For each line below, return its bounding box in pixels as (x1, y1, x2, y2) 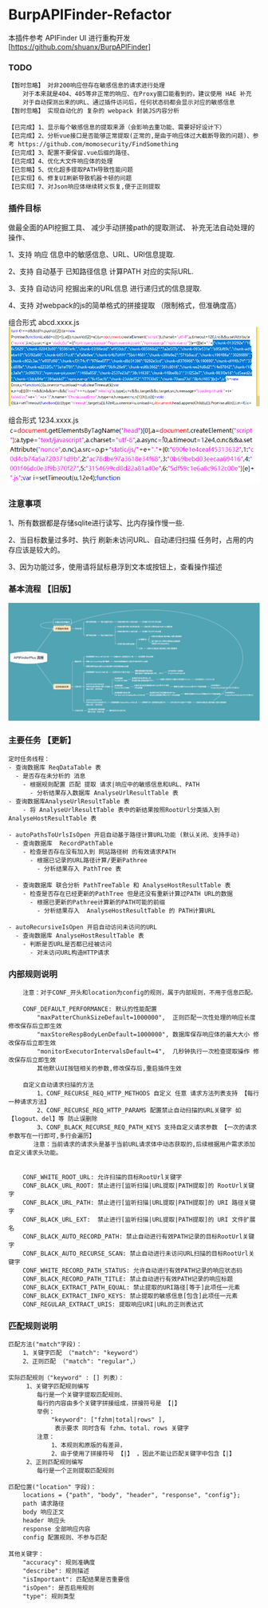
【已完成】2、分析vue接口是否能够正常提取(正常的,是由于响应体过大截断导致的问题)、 (8, 132, 254, 141)
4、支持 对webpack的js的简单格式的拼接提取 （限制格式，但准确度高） (8, 300, 241, 310)
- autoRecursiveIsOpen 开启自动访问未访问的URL (8, 923, 157, 931)
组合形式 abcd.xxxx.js (8, 317, 80, 327)
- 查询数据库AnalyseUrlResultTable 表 (8, 797, 130, 806)
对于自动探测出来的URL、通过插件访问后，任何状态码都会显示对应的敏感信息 (22, 98, 235, 107)
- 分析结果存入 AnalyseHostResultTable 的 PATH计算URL (37, 906, 215, 915)
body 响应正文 (22, 1508, 65, 1516)
